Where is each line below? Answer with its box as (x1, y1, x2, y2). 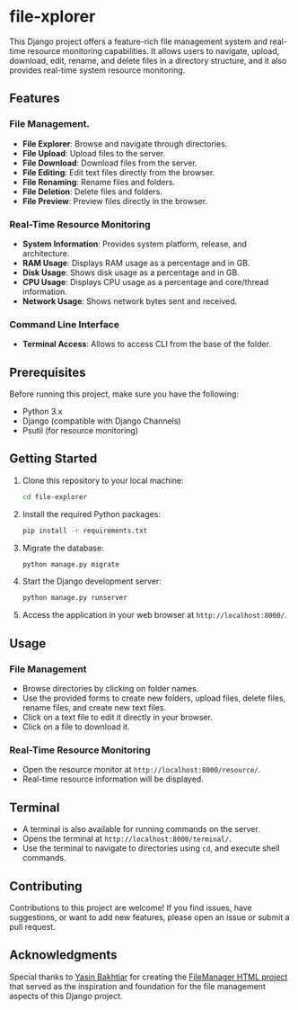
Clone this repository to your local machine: (22, 475, 184, 486)
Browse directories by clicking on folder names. (22, 684, 199, 694)
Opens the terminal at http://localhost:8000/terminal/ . (22, 834, 232, 845)
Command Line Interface (9, 317, 119, 330)
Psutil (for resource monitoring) (22, 425, 139, 436)
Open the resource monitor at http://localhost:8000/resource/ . (22, 764, 261, 775)
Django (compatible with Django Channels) (22, 416, 181, 426)
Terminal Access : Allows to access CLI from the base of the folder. (22, 339, 272, 350)
